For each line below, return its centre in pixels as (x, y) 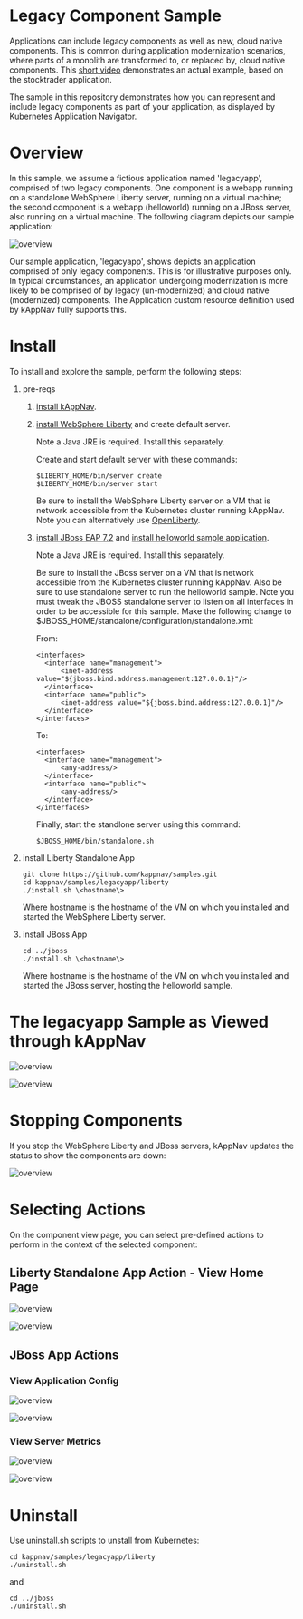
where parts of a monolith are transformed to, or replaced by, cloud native (147, 60)
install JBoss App (55, 934)
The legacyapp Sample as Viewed (139, 1022)
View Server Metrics (56, 1441)
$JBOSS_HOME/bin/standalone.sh (95, 841)
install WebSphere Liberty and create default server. (133, 424)
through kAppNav (78, 1041)
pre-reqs (39, 389)
